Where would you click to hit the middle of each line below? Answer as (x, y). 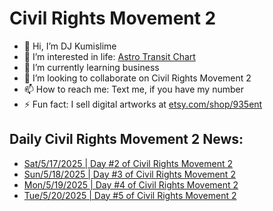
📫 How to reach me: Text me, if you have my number (133, 89)
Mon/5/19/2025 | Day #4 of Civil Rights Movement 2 (131, 184)
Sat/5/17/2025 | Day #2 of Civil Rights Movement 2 (128, 163)
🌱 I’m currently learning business (91, 67)
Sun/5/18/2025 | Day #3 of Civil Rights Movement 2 (129, 174)
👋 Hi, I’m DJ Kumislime (70, 46)
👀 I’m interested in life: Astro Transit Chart (109, 56)
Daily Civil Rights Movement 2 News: (126, 139)
